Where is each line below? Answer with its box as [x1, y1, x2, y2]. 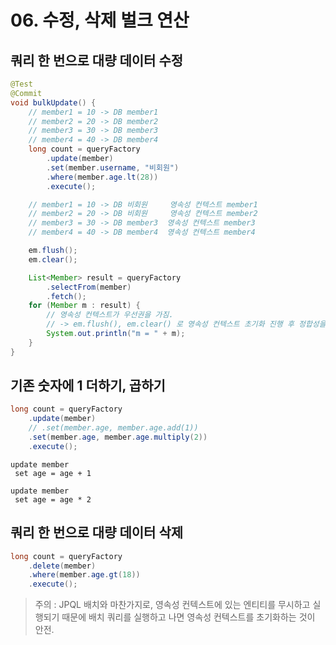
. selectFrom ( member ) [46, 282, 132, 292]
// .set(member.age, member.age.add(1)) [28, 423, 199, 433]
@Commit [10, 88, 43, 98]
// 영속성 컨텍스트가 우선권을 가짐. [46, 310, 174, 320]
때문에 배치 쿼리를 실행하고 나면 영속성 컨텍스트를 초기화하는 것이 [61, 611, 316, 623]
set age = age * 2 [14, 494, 92, 505]
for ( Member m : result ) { [28, 301, 141, 311]
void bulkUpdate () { [10, 97, 97, 108]
